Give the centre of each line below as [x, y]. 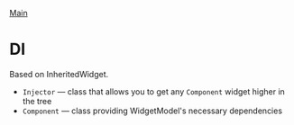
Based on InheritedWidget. [59, 74]
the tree [37, 101]
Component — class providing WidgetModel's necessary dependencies [152, 111]
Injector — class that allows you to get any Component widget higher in [154, 91]
